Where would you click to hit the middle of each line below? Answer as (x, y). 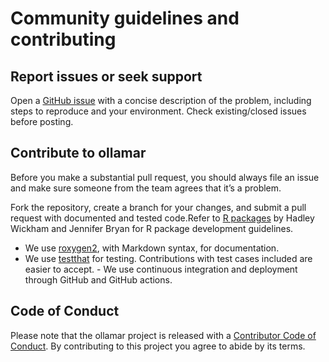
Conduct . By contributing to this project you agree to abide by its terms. (158, 346)
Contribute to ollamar (78, 153)
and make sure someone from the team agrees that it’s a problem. (146, 188)
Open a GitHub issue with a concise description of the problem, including (161, 100)
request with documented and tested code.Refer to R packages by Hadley (162, 218)
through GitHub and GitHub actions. (98, 279)
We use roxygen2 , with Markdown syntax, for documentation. (152, 248)
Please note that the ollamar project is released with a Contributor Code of (163, 335)
